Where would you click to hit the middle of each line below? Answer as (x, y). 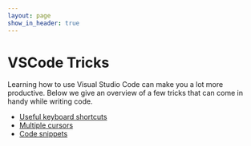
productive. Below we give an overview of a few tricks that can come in (125, 93)
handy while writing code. (50, 101)
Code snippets (43, 134)
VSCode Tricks (59, 63)
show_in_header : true (44, 23)
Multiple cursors (46, 125)
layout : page (29, 16)
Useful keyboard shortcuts (63, 117)
